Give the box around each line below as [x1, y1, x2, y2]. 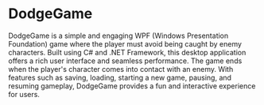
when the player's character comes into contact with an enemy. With [8, 64, 234, 73]
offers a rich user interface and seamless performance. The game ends [8, 56, 243, 66]
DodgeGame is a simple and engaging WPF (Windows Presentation [8, 31, 229, 40]
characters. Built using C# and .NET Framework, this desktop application [8, 47, 247, 57]
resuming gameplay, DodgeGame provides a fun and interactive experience [8, 81, 256, 91]
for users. [8, 89, 40, 99]
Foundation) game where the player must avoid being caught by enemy [8, 39, 243, 48]
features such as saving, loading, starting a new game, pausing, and [8, 73, 232, 82]
